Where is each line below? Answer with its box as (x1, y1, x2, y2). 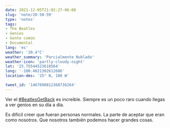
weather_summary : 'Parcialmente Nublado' (5, 54, 95, 60)
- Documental (5, 40, 33, 46)
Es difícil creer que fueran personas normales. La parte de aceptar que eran (5, 111, 164, 117)
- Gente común (5, 36, 36, 41)
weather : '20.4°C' (5, 50, 44, 55)
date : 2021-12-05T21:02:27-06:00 (5, 7, 76, 13)
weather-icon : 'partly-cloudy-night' (5, 59, 86, 64)
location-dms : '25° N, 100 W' (5, 73, 70, 78)
